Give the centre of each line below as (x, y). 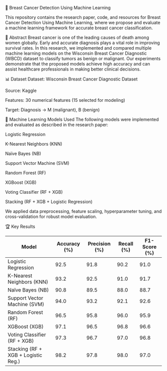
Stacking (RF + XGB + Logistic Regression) (49, 202)
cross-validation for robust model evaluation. (51, 217)
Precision (99, 244)
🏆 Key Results (20, 226)
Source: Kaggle (21, 90)
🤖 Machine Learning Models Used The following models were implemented (82, 119)
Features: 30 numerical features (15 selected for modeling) (65, 100)
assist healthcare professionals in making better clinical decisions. (73, 69)
